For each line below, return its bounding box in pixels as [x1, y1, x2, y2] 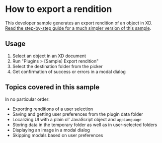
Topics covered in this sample [5, 83, 100, 91]
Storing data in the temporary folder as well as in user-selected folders [12, 122, 158, 128]
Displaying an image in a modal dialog [12, 127, 90, 133]
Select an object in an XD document [12, 53, 86, 59]
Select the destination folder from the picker [12, 63, 103, 69]
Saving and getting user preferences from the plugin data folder [12, 111, 143, 117]
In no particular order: [5, 96, 50, 102]
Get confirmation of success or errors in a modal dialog [12, 69, 126, 74]
